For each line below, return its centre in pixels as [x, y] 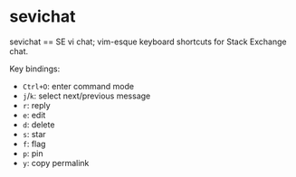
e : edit [34, 115]
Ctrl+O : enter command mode [78, 86]
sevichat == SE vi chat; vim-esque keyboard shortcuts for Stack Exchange [148, 42]
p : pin [33, 153]
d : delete [38, 125]
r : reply [37, 105]
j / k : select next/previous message [86, 96]
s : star [34, 134]
